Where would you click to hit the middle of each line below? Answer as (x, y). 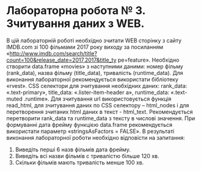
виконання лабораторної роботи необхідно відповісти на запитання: (96, 137)
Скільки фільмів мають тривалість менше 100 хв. (79, 162)
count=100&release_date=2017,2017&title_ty (61, 60)
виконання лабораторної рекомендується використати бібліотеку (93, 79)
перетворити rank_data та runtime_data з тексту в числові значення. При (101, 118)
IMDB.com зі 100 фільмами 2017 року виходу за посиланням (85, 47)
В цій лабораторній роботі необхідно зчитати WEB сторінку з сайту (94, 40)
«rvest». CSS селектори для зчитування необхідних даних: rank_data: (97, 85)
